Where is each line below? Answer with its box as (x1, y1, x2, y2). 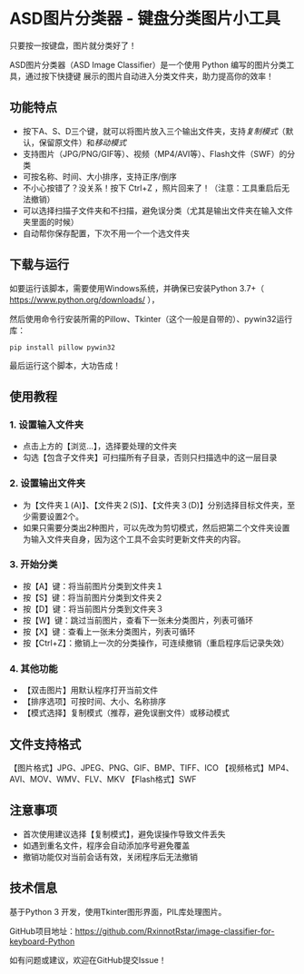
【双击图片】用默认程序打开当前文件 (22, 684, 159, 695)
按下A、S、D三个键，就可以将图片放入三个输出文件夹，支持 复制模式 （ (22, 125, 286, 136)
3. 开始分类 (9, 558, 58, 571)
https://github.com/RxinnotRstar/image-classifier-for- (74, 925, 275, 936)
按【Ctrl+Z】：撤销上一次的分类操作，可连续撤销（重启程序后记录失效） (22, 637, 289, 648)
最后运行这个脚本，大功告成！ (9, 359, 121, 370)
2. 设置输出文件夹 (9, 477, 86, 490)
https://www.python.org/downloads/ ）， (9, 294, 161, 305)
